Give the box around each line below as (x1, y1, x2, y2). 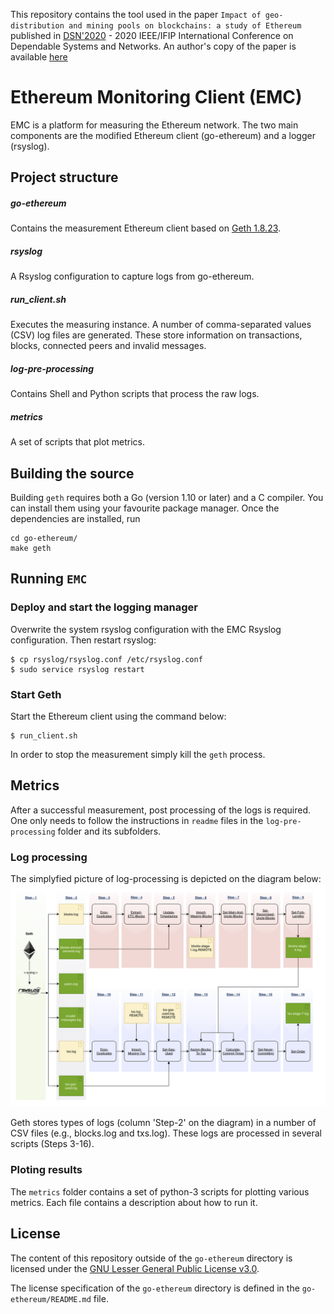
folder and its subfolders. (57, 825, 162, 837)
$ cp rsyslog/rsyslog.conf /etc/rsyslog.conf (10, 654, 203, 664)
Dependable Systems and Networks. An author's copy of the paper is (10, 40, 297, 52)
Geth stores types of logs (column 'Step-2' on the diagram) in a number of (10, 1117, 317, 1129)
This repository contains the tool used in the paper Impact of (10, 9, 262, 20)
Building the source (10, 465, 135, 482)
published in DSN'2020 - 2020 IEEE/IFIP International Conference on (10, 30, 294, 41)
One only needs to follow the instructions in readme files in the (10, 814, 264, 826)
